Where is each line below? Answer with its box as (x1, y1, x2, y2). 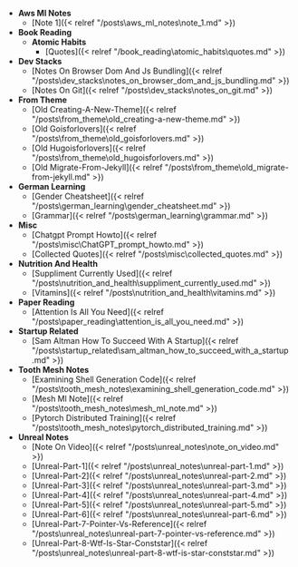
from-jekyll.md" (31, 171, 91, 182)
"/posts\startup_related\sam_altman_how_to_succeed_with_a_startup (31, 345, 289, 356)
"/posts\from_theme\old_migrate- (164, 162, 290, 172)
